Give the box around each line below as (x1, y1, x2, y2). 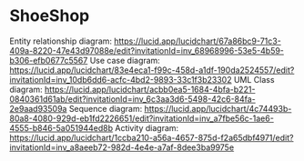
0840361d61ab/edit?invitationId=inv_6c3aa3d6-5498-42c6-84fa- (9, 93, 257, 105)
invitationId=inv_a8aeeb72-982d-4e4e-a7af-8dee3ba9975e (9, 142, 235, 153)
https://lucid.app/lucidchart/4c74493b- (144, 103, 292, 114)
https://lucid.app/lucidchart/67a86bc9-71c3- (113, 35, 282, 46)
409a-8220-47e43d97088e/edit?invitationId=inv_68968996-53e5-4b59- (9, 45, 285, 55)
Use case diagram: (89, 55, 161, 65)
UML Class (233, 74, 275, 85)
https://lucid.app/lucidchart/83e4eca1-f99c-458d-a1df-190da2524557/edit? (9, 65, 295, 75)
